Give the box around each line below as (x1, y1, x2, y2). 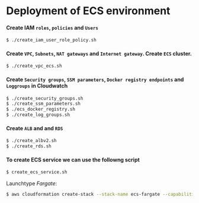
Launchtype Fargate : (6, 180, 57, 187)
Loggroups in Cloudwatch (6, 82, 68, 89)
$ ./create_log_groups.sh (6, 112, 70, 118)
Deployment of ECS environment (6, 4, 171, 18)
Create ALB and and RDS (6, 124, 63, 131)
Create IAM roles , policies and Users (6, 24, 99, 31)
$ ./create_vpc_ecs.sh (6, 63, 62, 69)
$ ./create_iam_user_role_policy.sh (6, 37, 97, 43)
